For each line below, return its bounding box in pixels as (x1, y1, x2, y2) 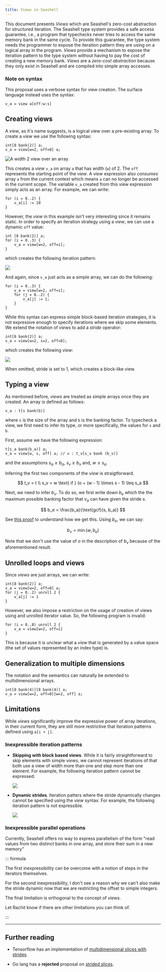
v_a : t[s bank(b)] (5, 408, 45, 413)
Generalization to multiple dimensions (5, 659, 125, 667)
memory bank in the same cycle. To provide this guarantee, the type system (5, 37, 160, 43)
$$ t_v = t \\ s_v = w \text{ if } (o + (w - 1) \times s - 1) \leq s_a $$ (17, 480, 149, 486)
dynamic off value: (5, 224, 44, 230)
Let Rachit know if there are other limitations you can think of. (5, 905, 130, 911)
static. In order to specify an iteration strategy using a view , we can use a (5, 218, 154, 224)
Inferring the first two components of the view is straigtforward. (5, 470, 134, 476)
